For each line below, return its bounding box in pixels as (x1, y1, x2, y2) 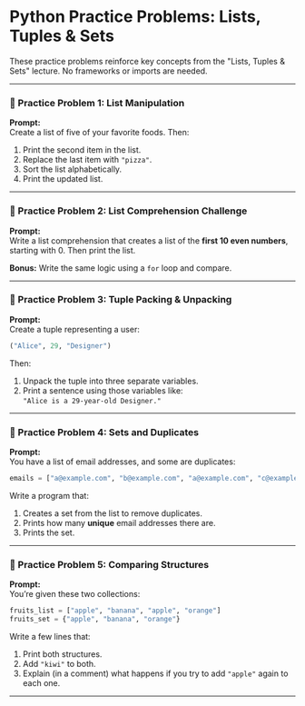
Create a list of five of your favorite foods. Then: (9, 127, 190, 138)
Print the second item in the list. (22, 144, 142, 155)
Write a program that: (9, 490, 89, 501)
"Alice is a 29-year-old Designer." (22, 396, 162, 405)
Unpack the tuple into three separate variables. (22, 375, 199, 386)
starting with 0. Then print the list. (9, 244, 136, 255)
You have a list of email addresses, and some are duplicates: (9, 456, 236, 467)
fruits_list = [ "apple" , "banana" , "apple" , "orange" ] (9, 606, 221, 615)
